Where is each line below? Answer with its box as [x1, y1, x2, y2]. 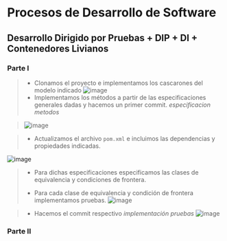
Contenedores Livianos [7, 42, 109, 54]
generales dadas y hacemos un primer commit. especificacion [34, 101, 211, 109]
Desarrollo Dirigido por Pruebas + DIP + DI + [7, 32, 198, 44]
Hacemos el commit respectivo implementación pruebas [34, 209, 194, 217]
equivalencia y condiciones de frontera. [34, 175, 146, 183]
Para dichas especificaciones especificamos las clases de [34, 168, 199, 176]
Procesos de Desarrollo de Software [7, 5, 217, 21]
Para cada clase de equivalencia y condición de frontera [34, 188, 194, 196]
